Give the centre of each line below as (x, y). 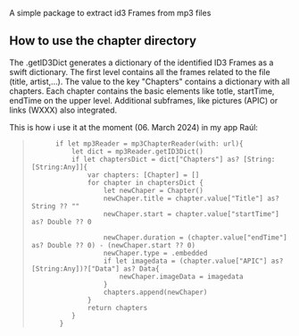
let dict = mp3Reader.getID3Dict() (137, 151)
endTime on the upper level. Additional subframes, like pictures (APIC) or (144, 100)
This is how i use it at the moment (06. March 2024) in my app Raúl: (134, 127)
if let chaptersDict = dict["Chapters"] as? (155, 159)
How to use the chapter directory (103, 41)
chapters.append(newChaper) (155, 292)
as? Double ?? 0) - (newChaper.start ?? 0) (113, 245)
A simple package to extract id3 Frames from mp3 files (110, 13)
